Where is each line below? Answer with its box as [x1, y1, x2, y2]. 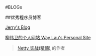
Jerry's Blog [5, 24, 31, 30]
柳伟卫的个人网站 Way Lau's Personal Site [5, 35, 91, 40]
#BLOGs [5, 4, 22, 10]
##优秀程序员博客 [5, 14, 41, 20]
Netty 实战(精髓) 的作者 [17, 45, 65, 51]
